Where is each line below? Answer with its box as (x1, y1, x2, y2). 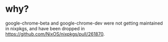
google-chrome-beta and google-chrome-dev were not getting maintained (5, 20, 163, 26)
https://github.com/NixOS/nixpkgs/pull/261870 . (5, 31, 105, 37)
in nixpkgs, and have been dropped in (5, 25, 85, 31)
